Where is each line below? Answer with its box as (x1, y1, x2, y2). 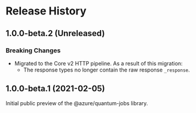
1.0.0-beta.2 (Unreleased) (5, 28, 105, 38)
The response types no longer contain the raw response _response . (23, 66, 190, 73)
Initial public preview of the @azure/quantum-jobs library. (5, 99, 149, 106)
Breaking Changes (5, 46, 61, 55)
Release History (5, 4, 87, 18)
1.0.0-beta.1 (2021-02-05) (5, 84, 106, 94)
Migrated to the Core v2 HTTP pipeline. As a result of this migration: (14, 60, 183, 67)
